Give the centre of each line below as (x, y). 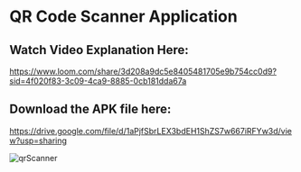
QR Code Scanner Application (123, 17)
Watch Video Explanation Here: (99, 50)
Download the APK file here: (90, 109)
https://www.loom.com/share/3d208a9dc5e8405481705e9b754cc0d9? (143, 71)
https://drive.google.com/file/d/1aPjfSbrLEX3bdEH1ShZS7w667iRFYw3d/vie (150, 131)
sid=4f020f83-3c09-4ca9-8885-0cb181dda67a (98, 81)
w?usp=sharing (38, 140)
